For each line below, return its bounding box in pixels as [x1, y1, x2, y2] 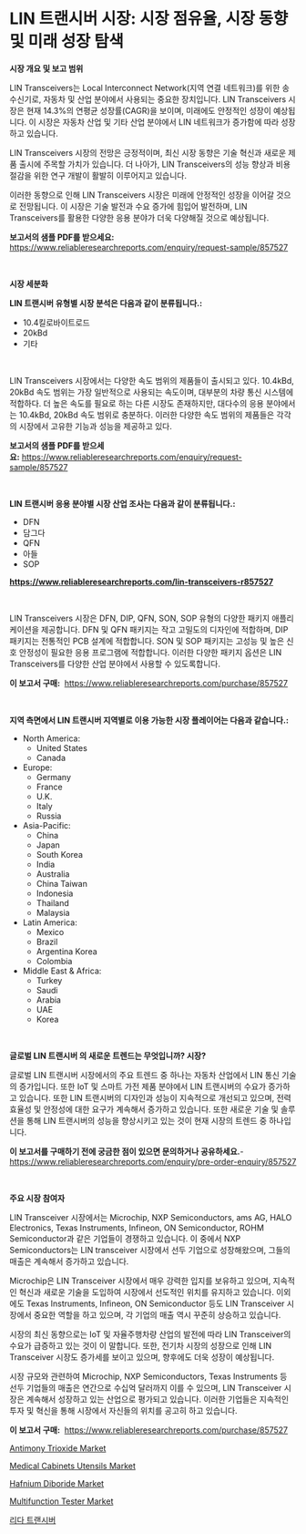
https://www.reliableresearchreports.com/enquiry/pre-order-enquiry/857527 [9, 1156, 297, 1167]
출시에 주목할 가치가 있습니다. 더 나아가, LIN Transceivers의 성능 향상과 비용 [18, 159, 291, 170]
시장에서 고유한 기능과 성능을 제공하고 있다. [18, 420, 173, 431]
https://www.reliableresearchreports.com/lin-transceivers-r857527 [9, 576, 274, 587]
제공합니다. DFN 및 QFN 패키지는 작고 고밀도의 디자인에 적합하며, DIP [40, 623, 289, 634]
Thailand [36, 897, 70, 908]
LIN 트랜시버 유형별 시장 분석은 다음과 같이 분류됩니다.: [9, 297, 203, 308]
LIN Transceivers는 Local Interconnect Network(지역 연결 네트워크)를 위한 [9, 82, 280, 93]
